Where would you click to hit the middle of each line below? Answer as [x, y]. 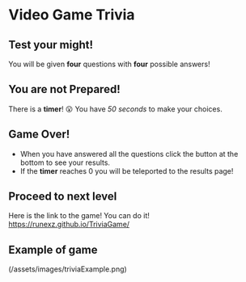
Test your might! [51, 45]
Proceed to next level [63, 197]
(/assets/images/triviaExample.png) [68, 269]
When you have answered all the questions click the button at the [129, 154]
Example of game [53, 249]
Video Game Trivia [72, 15]
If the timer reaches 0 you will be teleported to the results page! [127, 170]
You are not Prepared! [64, 89]
